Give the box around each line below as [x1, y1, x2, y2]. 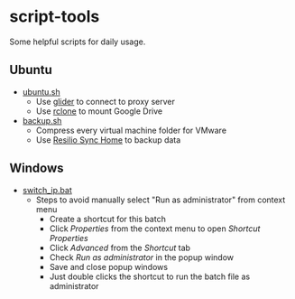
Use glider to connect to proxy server [35, 96, 176, 107]
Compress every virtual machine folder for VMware [35, 125, 227, 135]
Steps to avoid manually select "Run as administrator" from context [35, 194, 286, 205]
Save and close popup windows [49, 261, 169, 272]
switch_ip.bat [22, 184, 72, 195]
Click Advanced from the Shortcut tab [49, 242, 191, 253]
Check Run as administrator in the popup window [49, 251, 235, 263]
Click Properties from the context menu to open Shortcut [49, 223, 261, 234]
